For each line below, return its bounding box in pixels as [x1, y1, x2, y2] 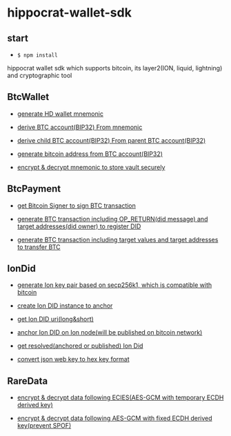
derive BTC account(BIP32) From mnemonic [17, 123, 143, 131]
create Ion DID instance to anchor [17, 301, 113, 310]
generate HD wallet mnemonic [17, 109, 103, 118]
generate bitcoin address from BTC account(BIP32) [17, 150, 163, 158]
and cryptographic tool [7, 71, 72, 79]
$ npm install [17, 52, 58, 59]
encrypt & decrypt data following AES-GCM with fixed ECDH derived [17, 414, 212, 422]
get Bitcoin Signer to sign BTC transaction [17, 201, 137, 210]
